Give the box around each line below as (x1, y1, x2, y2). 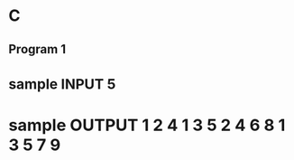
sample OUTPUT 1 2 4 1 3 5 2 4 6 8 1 (8, 115, 286, 136)
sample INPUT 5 (8, 74, 116, 93)
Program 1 (8, 42, 67, 57)
